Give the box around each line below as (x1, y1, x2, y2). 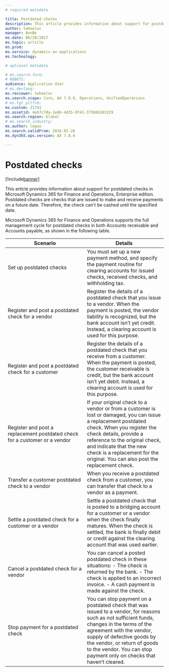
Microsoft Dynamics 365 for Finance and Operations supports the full (5, 217, 149, 223)
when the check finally (87, 516, 141, 523)
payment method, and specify (87, 254, 158, 261)
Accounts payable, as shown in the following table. (5, 227, 111, 233)
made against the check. (87, 587, 145, 594)
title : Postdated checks (5, 16, 57, 22)
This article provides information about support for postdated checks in (5, 186, 153, 192)
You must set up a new (87, 248, 141, 255)
